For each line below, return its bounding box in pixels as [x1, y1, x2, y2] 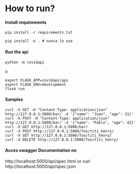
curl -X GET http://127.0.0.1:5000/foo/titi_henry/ [5, 133, 112, 138]
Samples [5, 97, 23, 102]
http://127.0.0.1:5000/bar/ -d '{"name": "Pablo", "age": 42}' [5, 120, 136, 125]
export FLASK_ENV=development [5, 82, 67, 87]
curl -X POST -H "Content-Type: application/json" [5, 116, 110, 121]
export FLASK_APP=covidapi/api [5, 77, 69, 83]
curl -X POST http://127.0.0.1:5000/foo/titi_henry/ [5, 129, 114, 134]
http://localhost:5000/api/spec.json [5, 164, 76, 169]
